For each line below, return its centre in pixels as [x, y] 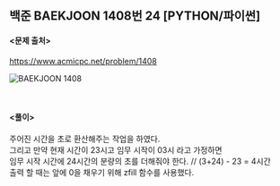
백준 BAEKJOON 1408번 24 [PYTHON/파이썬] [135, 16]
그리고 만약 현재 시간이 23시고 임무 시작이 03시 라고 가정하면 [116, 149]
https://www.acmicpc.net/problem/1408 [83, 61]
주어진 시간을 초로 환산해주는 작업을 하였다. [85, 139]
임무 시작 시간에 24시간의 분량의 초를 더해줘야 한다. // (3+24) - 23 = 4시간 [140, 161]
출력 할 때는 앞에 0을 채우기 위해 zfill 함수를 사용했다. [102, 172]
